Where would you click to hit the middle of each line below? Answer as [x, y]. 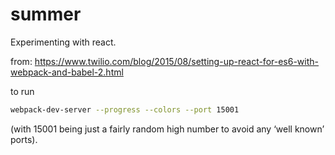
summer [46, 14]
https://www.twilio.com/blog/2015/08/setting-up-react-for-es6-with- [177, 61]
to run [22, 91]
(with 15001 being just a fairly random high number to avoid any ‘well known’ [167, 129]
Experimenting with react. [63, 42]
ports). [24, 139]
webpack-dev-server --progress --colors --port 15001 [125, 109]
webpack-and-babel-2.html [67, 72]
